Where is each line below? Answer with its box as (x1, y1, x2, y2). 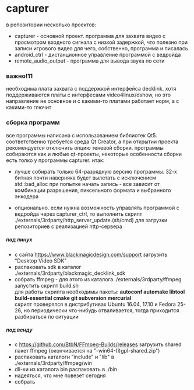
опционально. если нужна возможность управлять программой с (14, 204, 179, 211)
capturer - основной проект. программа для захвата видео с (14, 32, 166, 39)
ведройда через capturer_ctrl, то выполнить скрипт (14, 210, 143, 218)
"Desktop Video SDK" (14, 257, 67, 264)
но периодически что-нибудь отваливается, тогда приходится (23, 306, 179, 314)
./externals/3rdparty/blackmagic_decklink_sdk (14, 270, 126, 277)
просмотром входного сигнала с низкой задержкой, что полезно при (14, 39, 188, 46)
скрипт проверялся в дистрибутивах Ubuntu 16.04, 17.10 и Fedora (14, 301, 176, 308)
